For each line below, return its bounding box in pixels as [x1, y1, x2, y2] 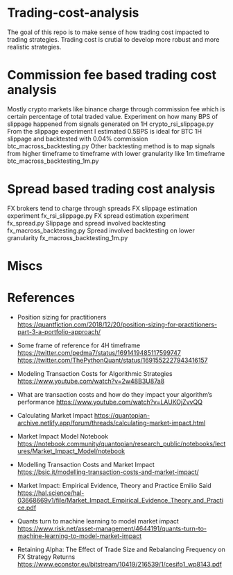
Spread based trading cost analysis [7, 181, 216, 197]
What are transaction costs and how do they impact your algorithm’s [17, 390, 213, 398]
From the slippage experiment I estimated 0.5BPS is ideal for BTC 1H [7, 127, 202, 135]
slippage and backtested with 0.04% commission [7, 134, 148, 143]
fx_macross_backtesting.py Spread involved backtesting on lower [7, 226, 196, 235]
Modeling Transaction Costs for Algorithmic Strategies [17, 369, 173, 377]
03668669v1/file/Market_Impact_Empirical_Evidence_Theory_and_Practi [17, 496, 224, 504]
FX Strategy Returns [17, 552, 76, 561]
